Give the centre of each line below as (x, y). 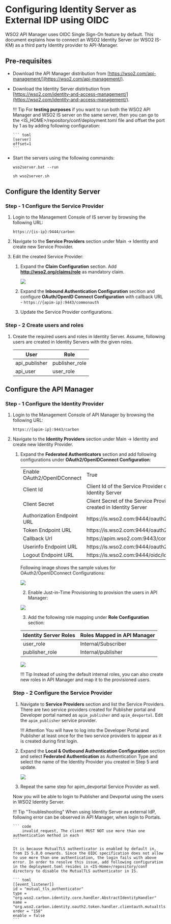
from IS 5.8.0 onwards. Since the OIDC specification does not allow (88, 853)
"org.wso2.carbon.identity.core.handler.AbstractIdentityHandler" (84, 898)
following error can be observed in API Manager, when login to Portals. (87, 817)
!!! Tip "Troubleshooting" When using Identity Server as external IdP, (84, 811)
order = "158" (27, 911)
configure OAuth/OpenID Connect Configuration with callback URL (92, 297)
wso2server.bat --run (35, 167)
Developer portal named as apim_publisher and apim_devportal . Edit (92, 715)
